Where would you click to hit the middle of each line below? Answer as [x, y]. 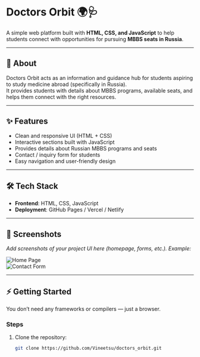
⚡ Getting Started [39, 292]
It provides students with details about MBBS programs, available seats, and [99, 90]
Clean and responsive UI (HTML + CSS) [63, 136]
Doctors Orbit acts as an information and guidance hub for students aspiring [100, 78]
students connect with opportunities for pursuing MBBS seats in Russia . [95, 39]
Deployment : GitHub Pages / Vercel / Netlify [69, 210]
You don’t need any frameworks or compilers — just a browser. [83, 309]
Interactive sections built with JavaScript [65, 142]
